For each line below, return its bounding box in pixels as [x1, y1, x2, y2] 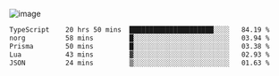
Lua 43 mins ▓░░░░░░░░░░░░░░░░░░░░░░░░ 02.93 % [9, 49, 270, 59]
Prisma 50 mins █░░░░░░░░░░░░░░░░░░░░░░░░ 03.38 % [9, 42, 270, 50]
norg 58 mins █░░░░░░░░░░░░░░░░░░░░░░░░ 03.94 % [9, 34, 270, 42]
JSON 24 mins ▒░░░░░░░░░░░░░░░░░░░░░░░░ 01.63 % [9, 58, 270, 67]
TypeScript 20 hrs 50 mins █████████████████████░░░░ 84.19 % [9, 26, 270, 34]
